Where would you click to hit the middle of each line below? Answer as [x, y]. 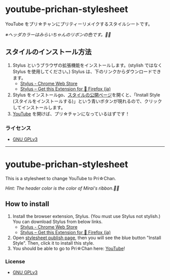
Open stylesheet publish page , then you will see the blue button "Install [87, 238]
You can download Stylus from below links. [57, 221]
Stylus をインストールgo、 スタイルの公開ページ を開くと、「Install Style [86, 95]
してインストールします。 [39, 107]
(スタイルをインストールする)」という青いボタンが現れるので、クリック [87, 101]
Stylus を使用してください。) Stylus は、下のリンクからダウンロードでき [87, 71]
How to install [27, 204]
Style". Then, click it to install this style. [53, 243]
